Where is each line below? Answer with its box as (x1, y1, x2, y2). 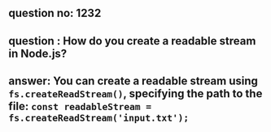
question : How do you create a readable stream (8, 34, 256, 48)
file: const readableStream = (8, 100, 152, 113)
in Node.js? (8, 46, 68, 60)
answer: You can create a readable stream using (8, 75, 259, 88)
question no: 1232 (8, 6, 102, 20)
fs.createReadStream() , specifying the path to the (8, 87, 263, 100)
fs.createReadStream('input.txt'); (8, 113, 190, 124)
